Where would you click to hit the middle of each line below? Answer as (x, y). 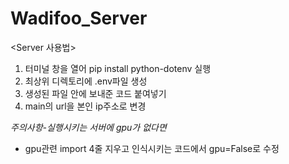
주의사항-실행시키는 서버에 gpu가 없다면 (88, 127)
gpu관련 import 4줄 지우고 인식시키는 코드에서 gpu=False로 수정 (152, 148)
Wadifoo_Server (79, 18)
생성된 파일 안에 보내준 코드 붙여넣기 (95, 93)
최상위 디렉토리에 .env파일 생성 (86, 81)
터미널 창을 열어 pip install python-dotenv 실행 (118, 68)
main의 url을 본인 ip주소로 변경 (85, 106)
